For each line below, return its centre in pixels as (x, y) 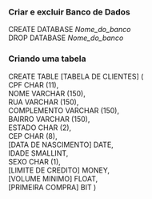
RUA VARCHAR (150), (44, 102)
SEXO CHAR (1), (35, 161)
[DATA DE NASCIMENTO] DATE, (61, 144)
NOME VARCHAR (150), (47, 93)
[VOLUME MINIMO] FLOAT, (53, 178)
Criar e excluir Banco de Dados (69, 12)
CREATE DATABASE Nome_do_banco (70, 30)
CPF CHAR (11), (34, 85)
